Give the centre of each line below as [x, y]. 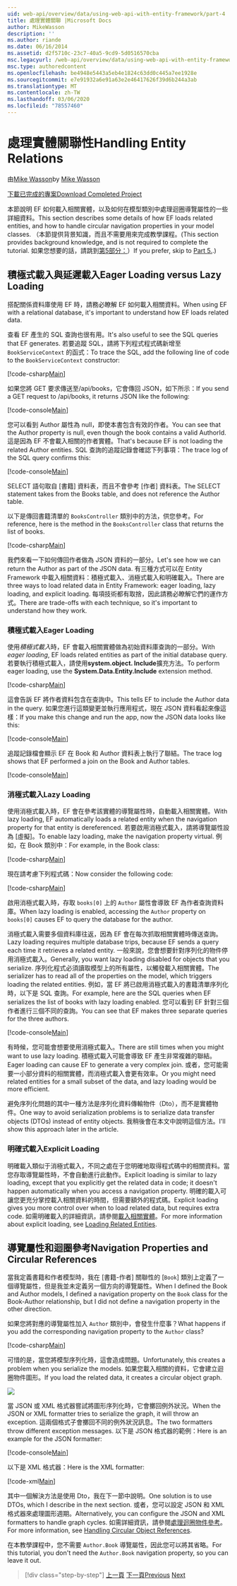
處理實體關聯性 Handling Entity [97, 143]
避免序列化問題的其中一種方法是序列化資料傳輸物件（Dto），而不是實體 [110, 1104]
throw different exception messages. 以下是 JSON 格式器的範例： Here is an [117, 1431]
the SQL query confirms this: [49, 457]
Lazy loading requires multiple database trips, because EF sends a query [113, 942]
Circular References [52, 1259]
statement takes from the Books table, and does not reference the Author [114, 494]
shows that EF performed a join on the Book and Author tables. [99, 761]
